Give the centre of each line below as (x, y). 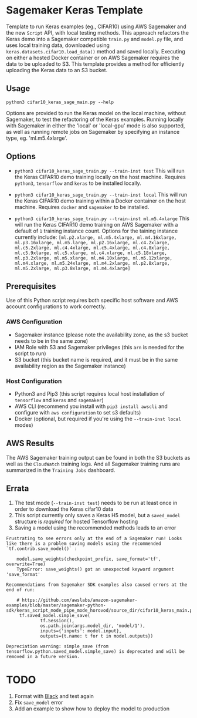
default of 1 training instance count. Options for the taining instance (96, 231)
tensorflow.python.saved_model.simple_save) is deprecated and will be (95, 651)
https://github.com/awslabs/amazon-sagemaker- (79, 600)
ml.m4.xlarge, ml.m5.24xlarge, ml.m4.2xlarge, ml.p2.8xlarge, (92, 263)
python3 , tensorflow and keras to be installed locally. (78, 183)
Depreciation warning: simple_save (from (57, 646)
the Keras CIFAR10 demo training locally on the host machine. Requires (100, 177)
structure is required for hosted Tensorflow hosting (76, 521)
